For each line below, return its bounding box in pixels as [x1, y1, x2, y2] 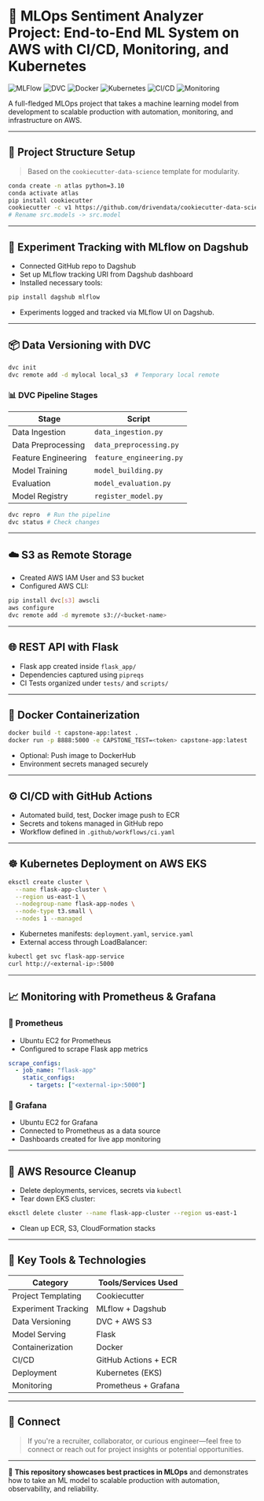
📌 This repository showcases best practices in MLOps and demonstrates [8, 1467, 249, 1477]
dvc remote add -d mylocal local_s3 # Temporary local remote [8, 370, 220, 379]
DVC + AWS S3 [96, 1316, 152, 1327]
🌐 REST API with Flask [8, 641, 119, 654]
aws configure [8, 604, 55, 612]
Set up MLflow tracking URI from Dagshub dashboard [19, 269, 194, 279]
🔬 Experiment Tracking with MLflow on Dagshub [8, 240, 249, 254]
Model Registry [12, 490, 68, 501]
